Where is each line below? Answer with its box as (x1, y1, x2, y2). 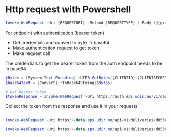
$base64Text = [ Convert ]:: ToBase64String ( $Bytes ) (5, 80, 113, 85)
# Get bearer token (5, 89, 47, 95)
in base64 (5, 65, 26, 72)
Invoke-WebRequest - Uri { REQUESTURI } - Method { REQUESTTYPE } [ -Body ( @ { (5, 20, 160, 25)
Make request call (12, 50, 50, 57)
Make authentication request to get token (12, 45, 99, 51)
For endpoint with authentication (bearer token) (5, 30, 105, 36)
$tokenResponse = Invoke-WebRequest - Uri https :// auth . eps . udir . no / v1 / (5, 94, 160, 99)
